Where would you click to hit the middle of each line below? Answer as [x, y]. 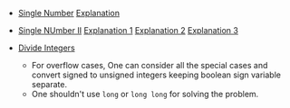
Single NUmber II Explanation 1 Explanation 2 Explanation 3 [128, 30]
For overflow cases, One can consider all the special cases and [150, 65]
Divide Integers [46, 48]
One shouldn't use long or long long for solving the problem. [145, 94]
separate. [49, 84]
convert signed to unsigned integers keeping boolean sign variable [156, 75]
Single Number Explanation [69, 13]
